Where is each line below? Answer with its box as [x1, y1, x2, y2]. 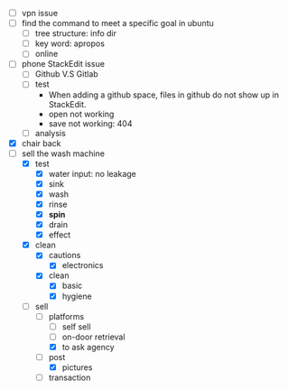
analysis [34, 127, 67, 138]
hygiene [61, 291, 92, 302]
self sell [61, 320, 91, 332]
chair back [21, 137, 61, 148]
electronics [61, 260, 104, 271]
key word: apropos [34, 38, 106, 49]
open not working [48, 108, 115, 119]
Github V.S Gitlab [34, 69, 98, 79]
